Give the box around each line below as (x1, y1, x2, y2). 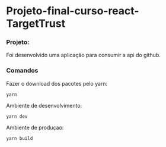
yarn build (6, 135, 33, 141)
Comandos (6, 67, 39, 75)
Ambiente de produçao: (6, 124, 64, 131)
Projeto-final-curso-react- (6, 4, 139, 18)
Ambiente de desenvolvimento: (6, 102, 82, 109)
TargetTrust (6, 17, 66, 30)
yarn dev (6, 113, 28, 120)
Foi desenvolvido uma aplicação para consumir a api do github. (6, 52, 161, 59)
